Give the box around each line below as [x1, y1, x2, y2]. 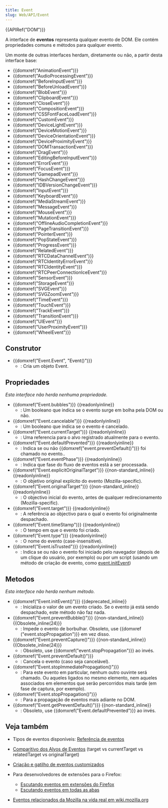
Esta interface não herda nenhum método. [5, 588, 95, 594]
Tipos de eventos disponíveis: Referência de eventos [12, 736, 124, 742]
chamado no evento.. [20, 450, 66, 457]
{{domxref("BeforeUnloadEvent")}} [12, 83, 87, 90]
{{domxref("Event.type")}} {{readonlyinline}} [12, 533, 107, 539]
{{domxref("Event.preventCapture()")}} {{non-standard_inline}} [12, 636, 146, 643]
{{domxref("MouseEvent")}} [12, 209, 72, 215]
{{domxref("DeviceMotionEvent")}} [12, 127, 87, 134]
